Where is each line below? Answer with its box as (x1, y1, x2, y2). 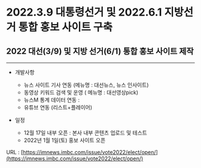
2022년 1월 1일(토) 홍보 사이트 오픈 (23, 137, 106, 143)
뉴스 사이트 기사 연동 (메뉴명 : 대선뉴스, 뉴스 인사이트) (23, 81, 149, 88)
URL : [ (6, 149, 23, 155)
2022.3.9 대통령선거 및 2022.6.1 (6, 5, 163, 19)
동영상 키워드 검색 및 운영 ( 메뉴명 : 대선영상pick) (23, 89, 139, 96)
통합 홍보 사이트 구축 (18, 20, 113, 34)
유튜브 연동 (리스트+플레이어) (23, 104, 93, 111)
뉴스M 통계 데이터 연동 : (23, 96, 80, 103)
